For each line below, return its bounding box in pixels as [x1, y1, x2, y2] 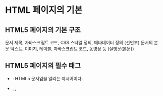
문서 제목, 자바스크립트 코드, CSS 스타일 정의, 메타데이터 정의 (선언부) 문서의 [5, 40, 153, 45]
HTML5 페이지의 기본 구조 [5, 26, 81, 34]
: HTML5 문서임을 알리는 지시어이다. [12, 75, 83, 81]
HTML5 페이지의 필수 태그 [5, 62, 81, 70]
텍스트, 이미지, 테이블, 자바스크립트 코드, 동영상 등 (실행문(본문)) [10, 46, 134, 52]
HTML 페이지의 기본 [5, 4, 83, 16]
